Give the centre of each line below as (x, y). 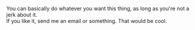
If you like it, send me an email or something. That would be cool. (87, 21)
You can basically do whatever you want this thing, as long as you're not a (98, 9)
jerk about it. (22, 15)
